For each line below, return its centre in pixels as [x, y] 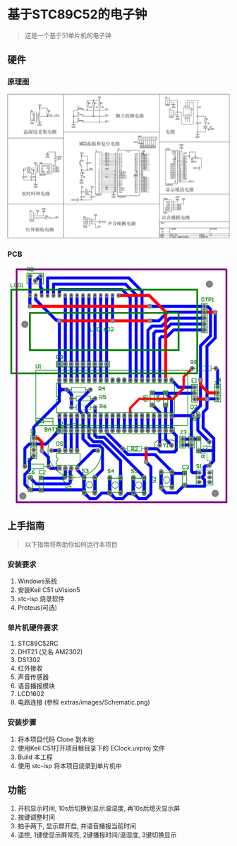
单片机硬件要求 [33, 627]
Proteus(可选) [37, 608]
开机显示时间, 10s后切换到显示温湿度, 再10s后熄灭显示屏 [99, 809]
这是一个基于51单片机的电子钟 [68, 35]
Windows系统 [37, 581]
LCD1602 [31, 694]
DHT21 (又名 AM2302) [50, 652]
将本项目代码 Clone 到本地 [56, 739]
